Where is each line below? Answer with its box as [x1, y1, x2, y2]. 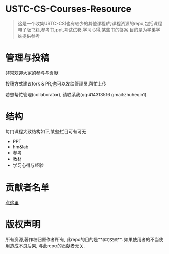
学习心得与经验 [12, 162, 44, 168]
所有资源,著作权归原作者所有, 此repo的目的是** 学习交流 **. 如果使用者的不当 [5, 236, 159, 242]
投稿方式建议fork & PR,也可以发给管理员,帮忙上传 [5, 80, 107, 87]
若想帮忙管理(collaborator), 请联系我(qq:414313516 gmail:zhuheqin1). [5, 91, 148, 97]
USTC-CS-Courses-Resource [5, 3, 132, 15]
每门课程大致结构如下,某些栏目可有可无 [5, 128, 87, 134]
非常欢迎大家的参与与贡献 [5, 70, 59, 76]
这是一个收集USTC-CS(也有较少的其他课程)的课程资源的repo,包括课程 [17, 20, 163, 26]
